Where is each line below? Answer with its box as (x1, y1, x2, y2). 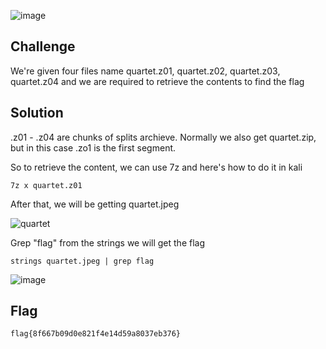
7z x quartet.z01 (10, 180, 83, 190)
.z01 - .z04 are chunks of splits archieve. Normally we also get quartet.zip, (10, 131, 317, 143)
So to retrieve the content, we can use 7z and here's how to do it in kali (10, 161, 303, 173)
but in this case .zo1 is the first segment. (10, 141, 177, 154)
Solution (10, 105, 64, 122)
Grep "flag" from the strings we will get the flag (10, 236, 205, 249)
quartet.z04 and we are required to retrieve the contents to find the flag (10, 75, 305, 87)
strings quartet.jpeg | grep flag (10, 256, 155, 266)
